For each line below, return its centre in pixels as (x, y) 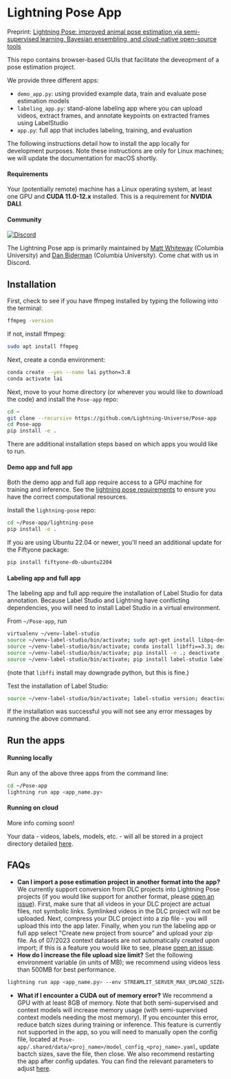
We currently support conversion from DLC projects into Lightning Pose (118, 889)
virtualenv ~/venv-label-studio (53, 634)
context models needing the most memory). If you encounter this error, (118, 1017)
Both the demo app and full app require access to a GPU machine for (105, 482)
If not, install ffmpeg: (36, 334)
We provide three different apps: (53, 80)
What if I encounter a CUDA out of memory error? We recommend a (115, 995)
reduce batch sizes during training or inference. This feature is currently (119, 1024)
